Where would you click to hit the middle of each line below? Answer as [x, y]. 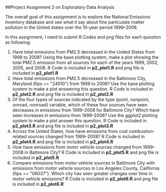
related [20, 137]
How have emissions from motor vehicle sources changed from [77, 147]
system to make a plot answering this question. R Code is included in [83, 89]
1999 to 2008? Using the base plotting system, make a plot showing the [85, 57]
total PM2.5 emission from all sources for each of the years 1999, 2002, [85, 62]
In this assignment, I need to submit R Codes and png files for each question [83, 37]
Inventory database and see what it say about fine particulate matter [75, 22]
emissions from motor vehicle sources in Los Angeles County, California [86, 168]
